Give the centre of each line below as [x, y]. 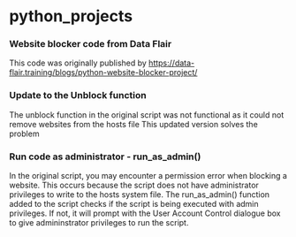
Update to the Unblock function [78, 96]
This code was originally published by [78, 63]
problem [24, 134]
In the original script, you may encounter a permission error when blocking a [148, 176]
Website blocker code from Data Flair [91, 44]
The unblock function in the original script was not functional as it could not [147, 115]
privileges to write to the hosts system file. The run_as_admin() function [140, 195]
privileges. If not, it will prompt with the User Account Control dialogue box [145, 213]
